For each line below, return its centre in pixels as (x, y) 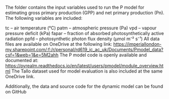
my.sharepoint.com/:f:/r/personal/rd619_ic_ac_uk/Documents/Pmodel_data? (84, 49)
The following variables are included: (44, 18)
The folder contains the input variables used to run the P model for (75, 7)
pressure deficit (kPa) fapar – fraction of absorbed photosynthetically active (84, 33)
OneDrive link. (20, 76)
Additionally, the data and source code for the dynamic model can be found (84, 86)
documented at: (22, 60)
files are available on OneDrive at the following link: (59, 44)
